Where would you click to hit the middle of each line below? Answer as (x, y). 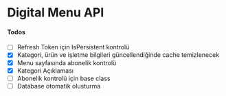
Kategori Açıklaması (45, 71)
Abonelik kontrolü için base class (64, 78)
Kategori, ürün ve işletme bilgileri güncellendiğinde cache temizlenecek (118, 55)
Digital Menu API (56, 13)
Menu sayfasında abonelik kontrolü (67, 62)
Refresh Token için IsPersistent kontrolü (73, 47)
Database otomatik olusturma (59, 86)
